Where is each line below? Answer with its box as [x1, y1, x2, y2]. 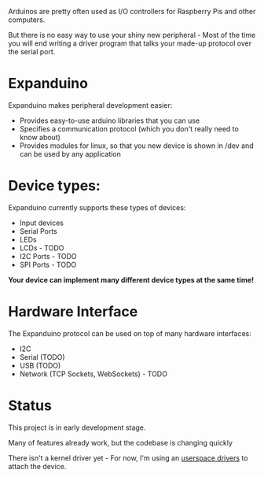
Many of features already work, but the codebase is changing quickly [8, 438, 233, 447]
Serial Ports [19, 226, 57, 235]
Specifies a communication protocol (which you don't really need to [19, 124, 240, 133]
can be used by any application [19, 149, 122, 158]
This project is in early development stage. [8, 423, 146, 432]
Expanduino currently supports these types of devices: [8, 202, 186, 212]
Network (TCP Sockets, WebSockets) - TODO [19, 369, 167, 379]
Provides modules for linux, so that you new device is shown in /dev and [19, 141, 254, 150]
